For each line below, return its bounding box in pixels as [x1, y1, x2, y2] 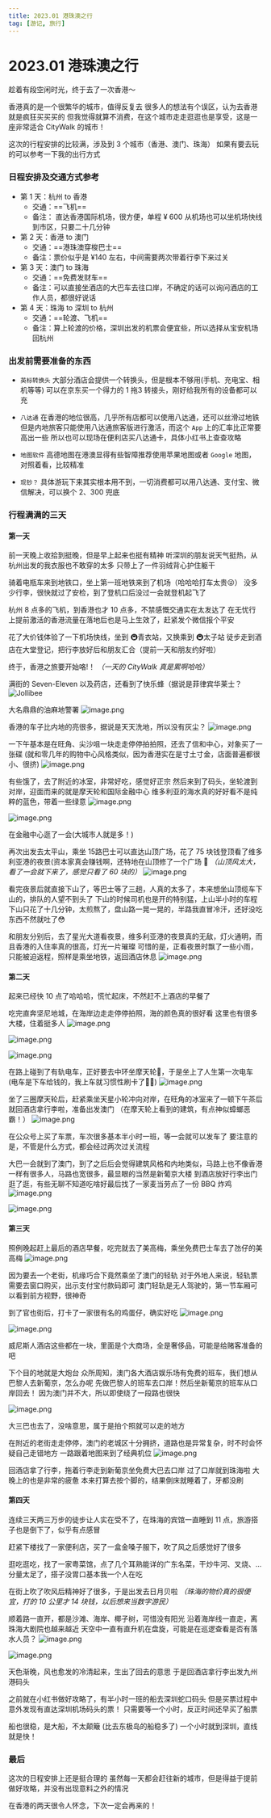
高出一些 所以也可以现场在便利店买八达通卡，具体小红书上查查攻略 [19, 433, 242, 443]
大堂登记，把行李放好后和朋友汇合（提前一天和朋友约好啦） [22, 645, 220, 654]
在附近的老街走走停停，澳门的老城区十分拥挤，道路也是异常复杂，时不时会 [8, 1437, 256, 1447]
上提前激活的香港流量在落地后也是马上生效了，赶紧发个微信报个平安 [8, 615, 235, 625]
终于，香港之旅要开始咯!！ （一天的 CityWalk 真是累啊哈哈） [8, 662, 209, 671]
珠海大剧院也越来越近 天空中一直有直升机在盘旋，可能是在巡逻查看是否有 [8, 1623, 251, 1633]
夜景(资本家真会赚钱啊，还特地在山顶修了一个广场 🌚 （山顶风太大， [35, 857, 261, 867]
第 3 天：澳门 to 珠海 [19, 262, 90, 271]
